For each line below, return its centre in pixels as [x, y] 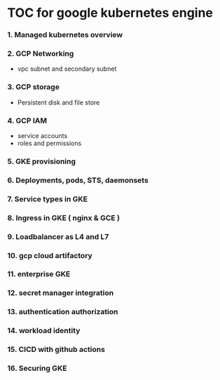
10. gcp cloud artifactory [50, 255]
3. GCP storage [33, 87]
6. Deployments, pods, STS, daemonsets [78, 180]
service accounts [42, 136]
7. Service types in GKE [47, 199]
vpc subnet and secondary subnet [67, 69]
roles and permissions [49, 143]
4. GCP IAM [27, 121]
